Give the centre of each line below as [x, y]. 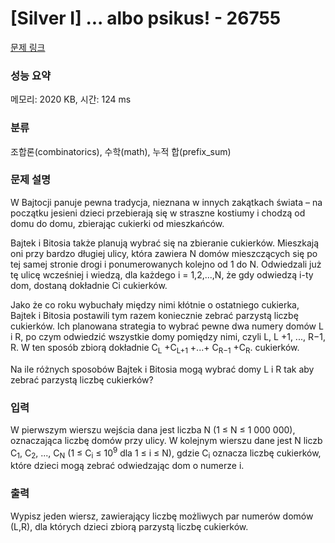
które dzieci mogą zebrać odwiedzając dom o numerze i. [127, 466]
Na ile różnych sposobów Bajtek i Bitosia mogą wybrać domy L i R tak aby [162, 369]
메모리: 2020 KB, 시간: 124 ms [71, 99]
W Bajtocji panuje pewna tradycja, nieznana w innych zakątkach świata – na [166, 202]
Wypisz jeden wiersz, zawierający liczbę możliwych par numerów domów [162, 516]
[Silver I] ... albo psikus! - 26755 [146, 18]
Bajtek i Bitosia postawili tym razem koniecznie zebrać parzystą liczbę [154, 315]
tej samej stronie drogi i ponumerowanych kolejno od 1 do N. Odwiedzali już [166, 264]
